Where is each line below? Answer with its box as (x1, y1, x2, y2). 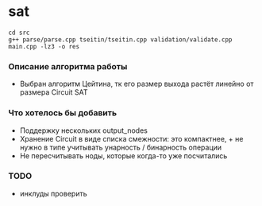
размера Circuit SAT (19, 87, 89, 97)
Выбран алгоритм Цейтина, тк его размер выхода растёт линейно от (19, 79, 254, 89)
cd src (8, 29, 30, 37)
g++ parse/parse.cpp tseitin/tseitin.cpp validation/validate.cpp (8, 35, 233, 44)
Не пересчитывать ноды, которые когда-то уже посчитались (19, 150, 228, 161)
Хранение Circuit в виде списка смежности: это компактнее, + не (19, 134, 244, 143)
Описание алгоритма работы (8, 60, 128, 72)
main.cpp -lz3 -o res (8, 42, 80, 50)
